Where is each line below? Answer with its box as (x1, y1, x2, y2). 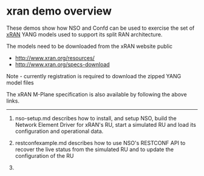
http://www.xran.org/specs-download (15, 61, 110, 68)
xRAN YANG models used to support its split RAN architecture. (6, 30, 163, 38)
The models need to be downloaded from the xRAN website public (6, 42, 173, 50)
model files (6, 79, 35, 86)
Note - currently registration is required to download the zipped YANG (6, 72, 182, 80)
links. (6, 97, 20, 104)
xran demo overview (6, 4, 112, 18)
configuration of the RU (15, 152, 74, 159)
